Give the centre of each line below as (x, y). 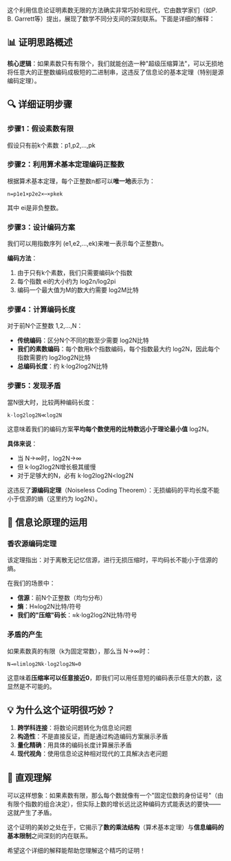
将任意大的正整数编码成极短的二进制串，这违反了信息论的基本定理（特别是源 (115, 72)
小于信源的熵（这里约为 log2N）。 (54, 499)
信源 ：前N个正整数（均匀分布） (62, 598)
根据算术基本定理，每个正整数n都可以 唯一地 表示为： (81, 180)
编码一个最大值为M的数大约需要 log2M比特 (78, 290)
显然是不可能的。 (31, 686)
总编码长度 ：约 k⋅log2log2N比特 (63, 366)
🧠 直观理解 (29, 777)
